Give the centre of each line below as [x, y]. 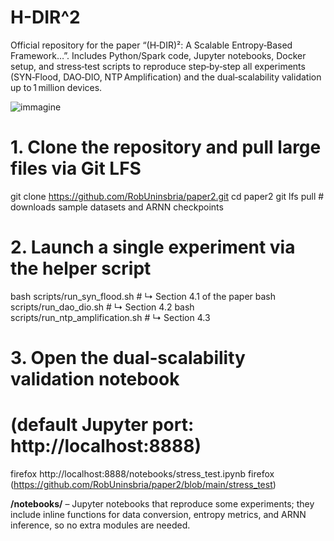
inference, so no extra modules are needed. [100, 525]
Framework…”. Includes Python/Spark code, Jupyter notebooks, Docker [158, 55]
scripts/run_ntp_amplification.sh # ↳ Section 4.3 [110, 317]
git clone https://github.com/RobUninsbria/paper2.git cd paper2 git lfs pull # [167, 196]
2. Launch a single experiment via [153, 247]
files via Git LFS [76, 168]
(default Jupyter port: [102, 425]
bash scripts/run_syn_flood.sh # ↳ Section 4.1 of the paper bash [143, 296]
